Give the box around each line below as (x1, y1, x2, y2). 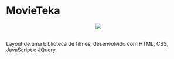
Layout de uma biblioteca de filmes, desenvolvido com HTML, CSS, (6, 40, 169, 47)
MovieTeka (6, 4, 60, 17)
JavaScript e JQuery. (6, 46, 57, 53)
